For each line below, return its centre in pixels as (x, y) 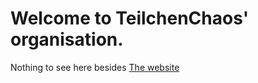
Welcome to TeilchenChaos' (130, 18)
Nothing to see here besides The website (95, 67)
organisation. (67, 39)
